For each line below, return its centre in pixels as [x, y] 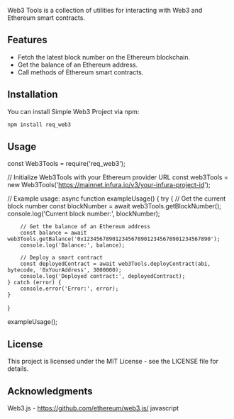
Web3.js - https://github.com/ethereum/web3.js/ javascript [93, 408]
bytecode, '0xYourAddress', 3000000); [65, 270]
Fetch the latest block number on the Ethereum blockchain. [104, 57]
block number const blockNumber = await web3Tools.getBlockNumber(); [115, 206]
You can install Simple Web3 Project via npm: [73, 111]
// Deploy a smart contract [61, 258]
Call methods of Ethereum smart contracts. [80, 72]
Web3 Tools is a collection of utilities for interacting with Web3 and [105, 10]
